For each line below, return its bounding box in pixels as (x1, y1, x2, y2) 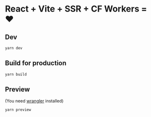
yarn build (5, 72, 27, 77)
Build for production (5, 59, 67, 67)
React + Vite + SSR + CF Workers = (5, 3, 147, 15)
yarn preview (5, 107, 31, 112)
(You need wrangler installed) (5, 98, 64, 104)
